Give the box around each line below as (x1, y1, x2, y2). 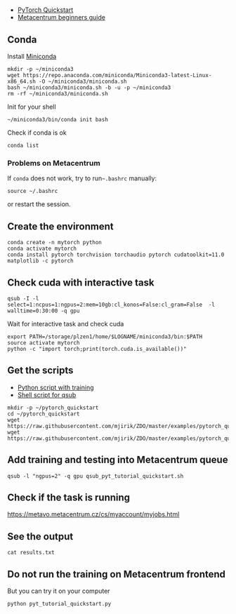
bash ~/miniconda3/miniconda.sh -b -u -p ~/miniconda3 (7, 84, 171, 91)
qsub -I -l (7, 295, 39, 302)
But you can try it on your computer (7, 587, 110, 595)
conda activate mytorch (7, 245, 77, 253)
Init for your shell (7, 102, 56, 111)
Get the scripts (7, 364, 74, 377)
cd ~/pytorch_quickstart (7, 410, 80, 418)
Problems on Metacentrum (7, 158, 100, 168)
